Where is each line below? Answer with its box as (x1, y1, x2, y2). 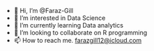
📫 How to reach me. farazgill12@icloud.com (13, 37, 142, 44)
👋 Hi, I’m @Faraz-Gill (13, 7, 74, 14)
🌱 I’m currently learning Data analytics (13, 21, 124, 29)
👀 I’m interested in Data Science (13, 14, 106, 22)
